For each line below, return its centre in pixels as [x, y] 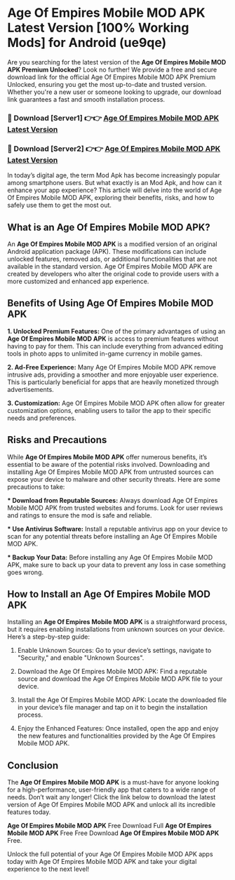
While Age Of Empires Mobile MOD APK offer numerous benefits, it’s [107, 456]
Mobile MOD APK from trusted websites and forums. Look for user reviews [115, 508]
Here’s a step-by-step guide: [48, 637]
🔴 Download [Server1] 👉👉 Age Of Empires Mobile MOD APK [113, 118]
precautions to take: [36, 487]
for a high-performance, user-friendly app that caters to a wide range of [112, 790]
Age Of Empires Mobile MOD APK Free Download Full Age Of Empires [109, 826]
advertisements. [31, 389]
